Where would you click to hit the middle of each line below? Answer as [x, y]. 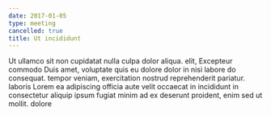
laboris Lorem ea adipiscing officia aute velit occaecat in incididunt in [124, 87]
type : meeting [32, 23]
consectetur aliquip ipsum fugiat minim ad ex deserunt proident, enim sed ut [135, 95]
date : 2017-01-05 [38, 16]
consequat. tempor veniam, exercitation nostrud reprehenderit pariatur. [127, 78]
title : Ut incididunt [45, 38]
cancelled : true [36, 31]
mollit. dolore [30, 104]
